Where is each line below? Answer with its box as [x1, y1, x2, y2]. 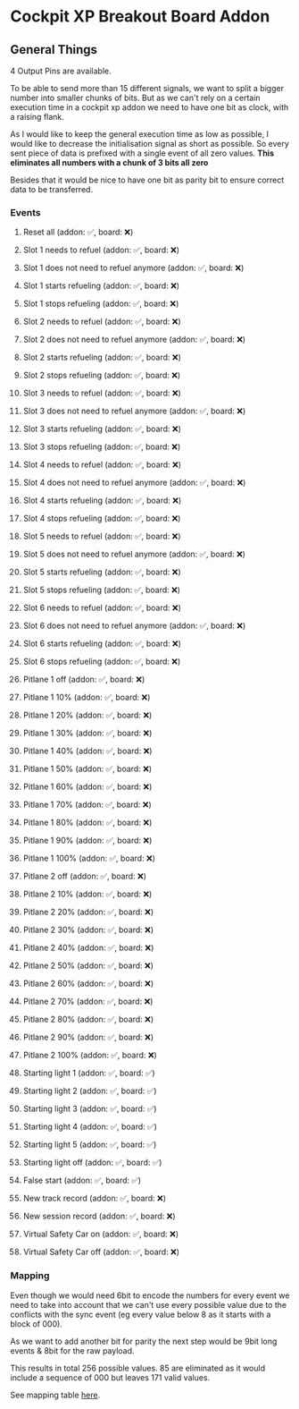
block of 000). [10, 1318, 63, 1329]
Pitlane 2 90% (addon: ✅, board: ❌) [22, 1031, 154, 1043]
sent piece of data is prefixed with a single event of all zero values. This [10, 148, 275, 158]
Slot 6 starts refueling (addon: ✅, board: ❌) [22, 638, 182, 649]
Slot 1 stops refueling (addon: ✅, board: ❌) [22, 298, 179, 310]
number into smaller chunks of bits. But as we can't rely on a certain [10, 92, 262, 103]
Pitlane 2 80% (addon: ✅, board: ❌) [22, 1014, 154, 1025]
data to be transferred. [10, 184, 93, 194]
